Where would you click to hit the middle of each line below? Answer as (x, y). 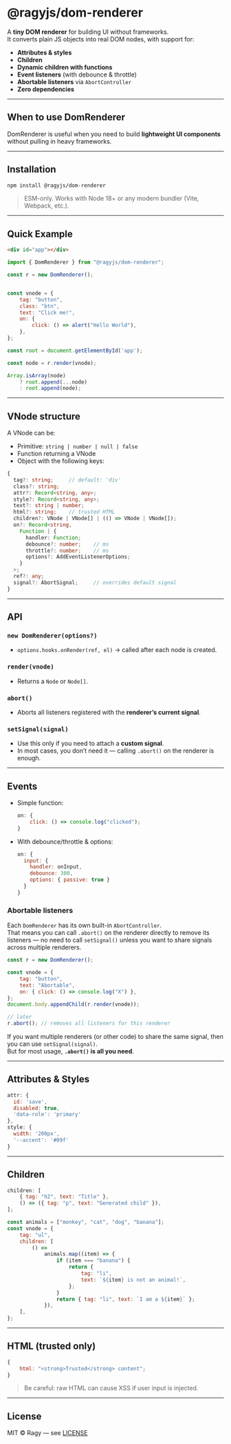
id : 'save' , (31, 1102)
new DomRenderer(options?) (52, 636)
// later (20, 1017)
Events (22, 786)
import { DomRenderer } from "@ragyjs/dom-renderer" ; (86, 263)
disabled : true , (36, 1108)
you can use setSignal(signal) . (52, 1044)
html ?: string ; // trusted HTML (64, 512)
